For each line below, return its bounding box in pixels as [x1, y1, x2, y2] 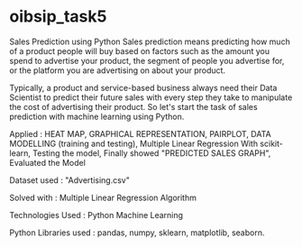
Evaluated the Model [9, 157, 86, 168]
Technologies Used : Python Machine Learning [9, 209, 183, 220]
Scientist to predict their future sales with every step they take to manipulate [9, 92, 293, 103]
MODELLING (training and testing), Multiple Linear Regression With [9, 138, 259, 149]
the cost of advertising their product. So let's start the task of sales [9, 101, 259, 112]
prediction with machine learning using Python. [9, 111, 185, 122]
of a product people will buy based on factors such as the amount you [9, 45, 270, 56]
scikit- [260, 138, 284, 149]
